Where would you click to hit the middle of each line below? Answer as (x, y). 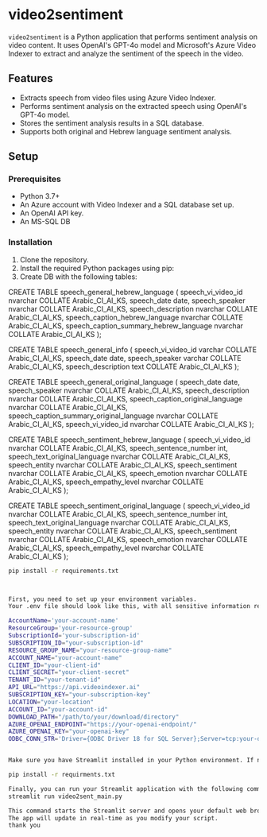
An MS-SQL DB (45, 222)
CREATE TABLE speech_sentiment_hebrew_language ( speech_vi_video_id (130, 440)
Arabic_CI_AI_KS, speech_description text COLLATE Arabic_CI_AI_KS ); (124, 366)
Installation (31, 242)
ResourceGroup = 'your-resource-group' (71, 628)
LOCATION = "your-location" (51, 702)
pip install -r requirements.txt (64, 571)
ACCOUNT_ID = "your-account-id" (58, 709)
